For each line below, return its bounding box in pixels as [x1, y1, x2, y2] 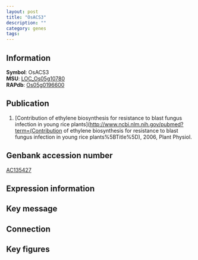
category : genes [6, 25, 46, 32]
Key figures [6, 245, 50, 255]
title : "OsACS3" [6, 14, 46, 20]
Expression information [6, 183, 95, 193]
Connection [6, 224, 51, 234]
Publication [6, 99, 49, 109]
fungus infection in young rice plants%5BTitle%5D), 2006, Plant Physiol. [14, 133, 192, 140]
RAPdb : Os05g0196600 [6, 81, 65, 88]
